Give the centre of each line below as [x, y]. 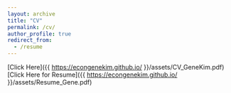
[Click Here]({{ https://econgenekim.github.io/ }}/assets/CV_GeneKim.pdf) [116, 67]
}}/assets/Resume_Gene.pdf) [50, 82]
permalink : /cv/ [31, 27]
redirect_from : [30, 40]
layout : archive [31, 14]
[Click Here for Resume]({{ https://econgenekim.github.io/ [92, 75]
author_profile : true [39, 34]
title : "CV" [25, 21]
